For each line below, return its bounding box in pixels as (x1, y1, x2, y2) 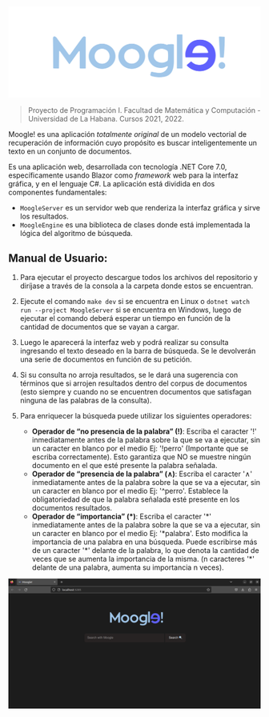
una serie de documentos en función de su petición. (19, 354, 192, 364)
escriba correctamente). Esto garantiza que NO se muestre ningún (31, 452, 251, 462)
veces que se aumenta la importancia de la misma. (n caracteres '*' (31, 555, 255, 564)
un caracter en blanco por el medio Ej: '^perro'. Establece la (31, 487, 229, 496)
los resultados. (19, 211, 70, 221)
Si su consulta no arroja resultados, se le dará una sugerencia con (19, 371, 239, 380)
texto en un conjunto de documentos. (8, 146, 132, 156)
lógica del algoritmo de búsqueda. (19, 228, 134, 238)
